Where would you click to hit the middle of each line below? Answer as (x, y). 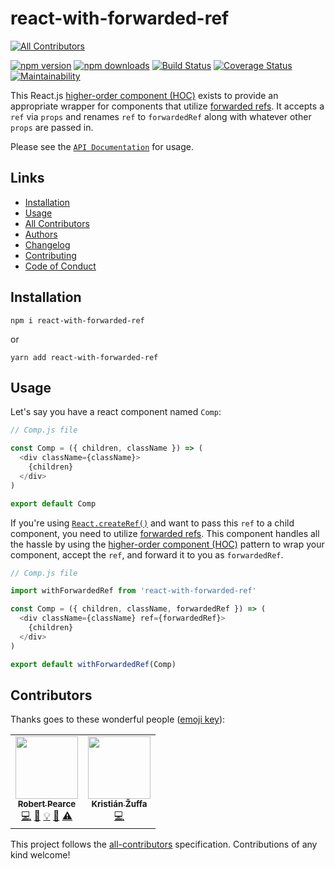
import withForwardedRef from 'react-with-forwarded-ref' (133, 591)
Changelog (47, 244)
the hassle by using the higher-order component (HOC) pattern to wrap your (167, 544)
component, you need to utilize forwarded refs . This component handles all (165, 533)
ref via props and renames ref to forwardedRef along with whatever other (161, 116)
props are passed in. (52, 127)
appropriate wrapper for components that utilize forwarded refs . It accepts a (167, 106)
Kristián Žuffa (119, 804)
